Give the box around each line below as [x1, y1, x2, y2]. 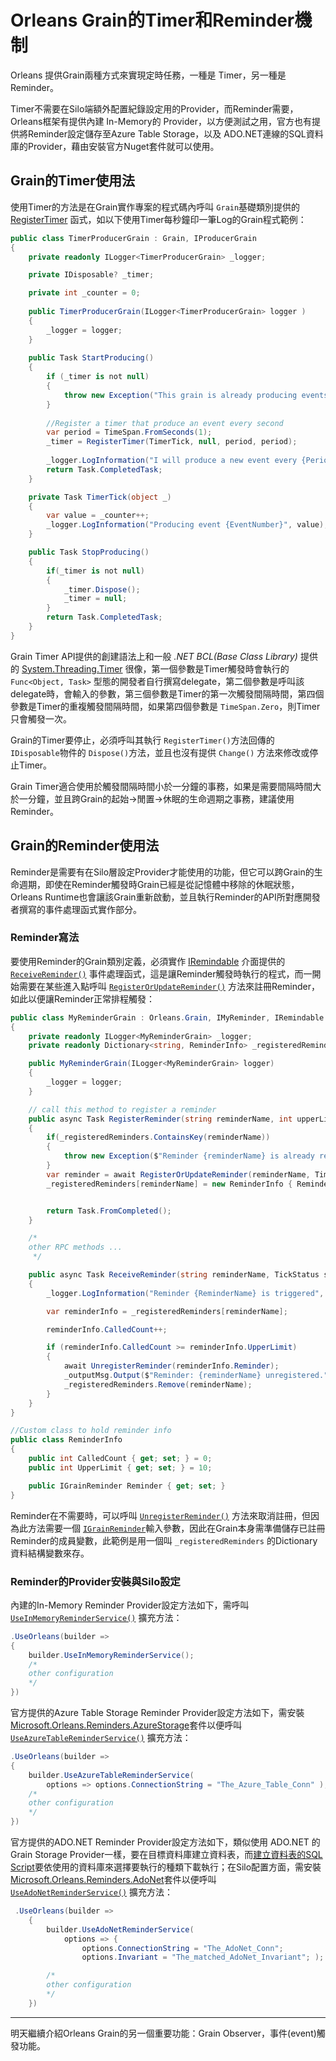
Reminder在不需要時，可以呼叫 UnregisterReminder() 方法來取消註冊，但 [10, 1509, 311, 1521]
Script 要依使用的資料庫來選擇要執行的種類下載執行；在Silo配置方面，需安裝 [10, 1861, 322, 1873]
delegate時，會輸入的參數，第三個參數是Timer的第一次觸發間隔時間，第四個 [10, 687, 325, 700]
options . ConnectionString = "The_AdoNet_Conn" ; [81, 1943, 284, 1953]
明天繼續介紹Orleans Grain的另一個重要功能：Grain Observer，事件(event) [10, 2027, 317, 2039]
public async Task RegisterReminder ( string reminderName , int [28, 1114, 293, 1124]
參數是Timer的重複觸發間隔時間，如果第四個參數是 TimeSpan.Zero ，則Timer [10, 700, 321, 712]
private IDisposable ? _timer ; [28, 270, 155, 280]
